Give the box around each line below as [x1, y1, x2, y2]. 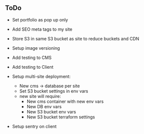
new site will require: [19, 93, 61, 99]
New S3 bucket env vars [26, 109, 77, 115]
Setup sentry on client [12, 123, 57, 129]
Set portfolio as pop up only [12, 17, 68, 22]
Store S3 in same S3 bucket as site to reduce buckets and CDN [12, 36, 140, 41]
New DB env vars [26, 103, 62, 109]
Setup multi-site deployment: [12, 73, 71, 79]
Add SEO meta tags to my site [12, 26, 72, 32]
